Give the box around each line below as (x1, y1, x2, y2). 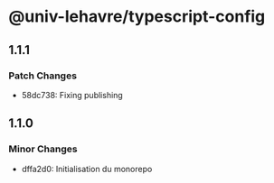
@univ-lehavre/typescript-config (8, 6, 266, 27)
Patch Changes (8, 69, 78, 82)
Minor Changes (8, 142, 78, 155)
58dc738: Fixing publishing (21, 89, 123, 100)
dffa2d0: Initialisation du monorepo (21, 163, 153, 174)
